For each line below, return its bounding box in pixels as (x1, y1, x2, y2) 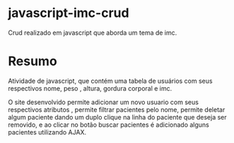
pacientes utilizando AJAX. (8, 127, 87, 136)
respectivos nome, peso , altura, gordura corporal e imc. (8, 84, 172, 93)
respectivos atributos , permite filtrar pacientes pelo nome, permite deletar (8, 105, 226, 114)
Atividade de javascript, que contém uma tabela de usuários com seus (8, 76, 213, 85)
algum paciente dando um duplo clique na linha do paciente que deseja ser (8, 113, 227, 121)
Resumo (8, 53, 57, 69)
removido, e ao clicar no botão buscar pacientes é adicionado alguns (8, 120, 209, 129)
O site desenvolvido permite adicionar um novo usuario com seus (8, 98, 199, 106)
